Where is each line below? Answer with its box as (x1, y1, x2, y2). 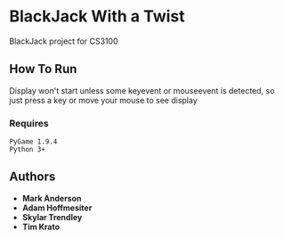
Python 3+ (9, 145, 46, 154)
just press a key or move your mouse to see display (9, 95, 198, 105)
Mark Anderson (21, 193, 82, 203)
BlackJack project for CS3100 (9, 36, 118, 46)
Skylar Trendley (21, 211, 83, 222)
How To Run (9, 62, 77, 77)
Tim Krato (21, 221, 61, 232)
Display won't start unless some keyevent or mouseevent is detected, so (9, 85, 275, 95)
